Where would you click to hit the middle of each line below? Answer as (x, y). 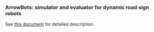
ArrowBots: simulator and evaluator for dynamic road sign (77, 7)
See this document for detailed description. (50, 24)
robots (13, 13)
